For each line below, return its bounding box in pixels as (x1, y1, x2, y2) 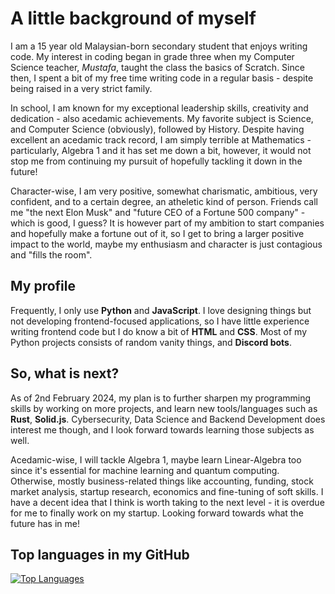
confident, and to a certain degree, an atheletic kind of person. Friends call (10, 195, 318, 207)
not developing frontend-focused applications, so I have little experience (10, 315, 310, 327)
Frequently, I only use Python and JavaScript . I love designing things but (10, 304, 312, 316)
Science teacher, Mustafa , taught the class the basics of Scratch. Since (10, 61, 305, 73)
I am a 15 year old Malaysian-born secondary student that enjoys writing (10, 40, 308, 52)
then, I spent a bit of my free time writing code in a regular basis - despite (10, 72, 314, 84)
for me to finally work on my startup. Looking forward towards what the (10, 507, 304, 519)
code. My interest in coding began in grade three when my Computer (10, 50, 295, 62)
